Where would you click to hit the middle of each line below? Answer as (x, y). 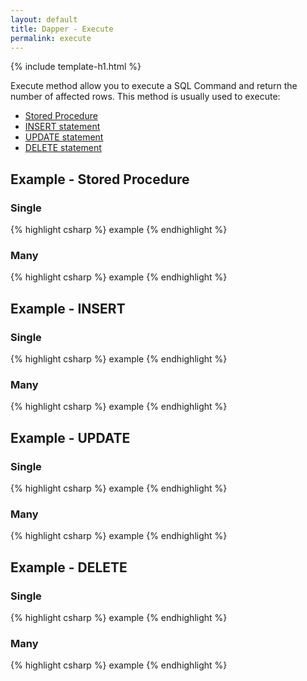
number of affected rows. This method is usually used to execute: (145, 97)
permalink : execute (51, 38)
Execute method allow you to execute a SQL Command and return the (154, 86)
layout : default (44, 19)
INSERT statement (62, 127)
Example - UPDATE (70, 437)
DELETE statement (63, 148)
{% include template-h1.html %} (76, 67)
